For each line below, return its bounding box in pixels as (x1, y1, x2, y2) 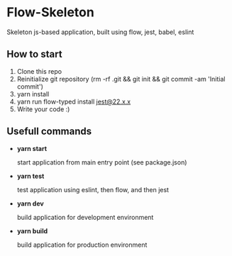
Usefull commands (6, 126, 92, 138)
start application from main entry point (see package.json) (16, 157, 187, 167)
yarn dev (16, 199, 44, 208)
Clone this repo (16, 67, 62, 75)
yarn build (16, 226, 48, 235)
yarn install (16, 89, 50, 98)
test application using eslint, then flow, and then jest (16, 185, 170, 194)
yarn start (16, 144, 48, 152)
